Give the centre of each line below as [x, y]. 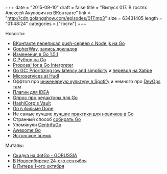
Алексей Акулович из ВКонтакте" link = [48, 13]
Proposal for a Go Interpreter [43, 65]
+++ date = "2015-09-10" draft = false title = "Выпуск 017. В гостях [76, 7]
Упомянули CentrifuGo [37, 125]
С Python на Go [29, 60]
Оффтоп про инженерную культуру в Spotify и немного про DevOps [87, 81]
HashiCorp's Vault [32, 103]
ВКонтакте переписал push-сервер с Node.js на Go [69, 43]
